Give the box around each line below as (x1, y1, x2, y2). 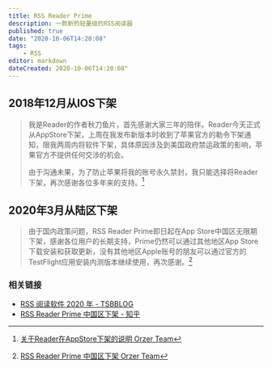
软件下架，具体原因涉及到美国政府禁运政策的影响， (84, 139, 256, 150)
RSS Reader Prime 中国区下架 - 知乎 (19, 309, 141, 319)
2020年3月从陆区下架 (8, 203, 118, 217)
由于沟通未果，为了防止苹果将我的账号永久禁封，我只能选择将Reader (28, 167, 258, 176)
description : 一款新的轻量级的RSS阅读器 (8, 19, 134, 27)
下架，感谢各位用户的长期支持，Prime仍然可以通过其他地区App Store (28, 236, 259, 247)
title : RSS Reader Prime (8, 11, 92, 20)
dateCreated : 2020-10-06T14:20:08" (8, 65, 129, 73)
